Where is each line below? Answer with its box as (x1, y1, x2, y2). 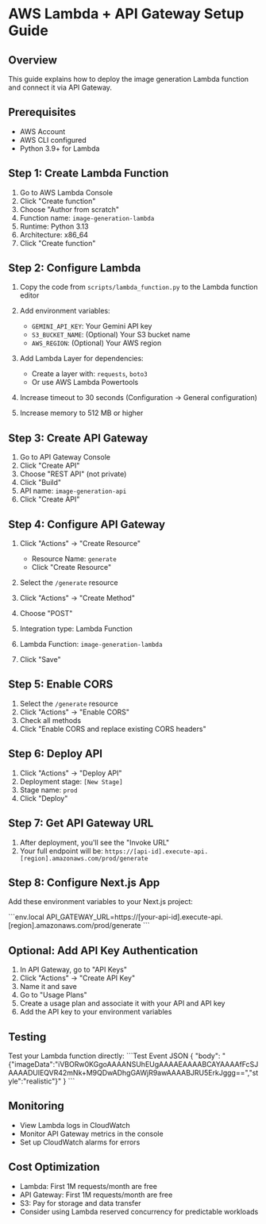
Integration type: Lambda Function (19, 624, 133, 633)
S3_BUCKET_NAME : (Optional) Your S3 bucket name (31, 330, 191, 340)
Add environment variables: (19, 306, 110, 316)
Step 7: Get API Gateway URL (8, 817, 154, 830)
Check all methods (19, 715, 82, 725)
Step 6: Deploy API (8, 747, 103, 760)
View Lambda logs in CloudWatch (19, 1120, 130, 1130)
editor (19, 291, 40, 300)
